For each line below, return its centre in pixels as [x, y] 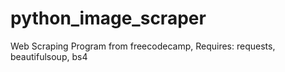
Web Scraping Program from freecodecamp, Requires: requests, [143, 46]
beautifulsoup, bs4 [49, 56]
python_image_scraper [108, 18]
